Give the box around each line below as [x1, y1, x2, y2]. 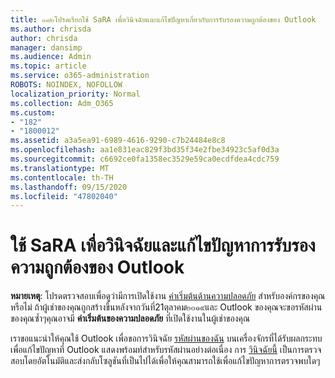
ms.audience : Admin [10, 52, 92, 62]
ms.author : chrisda [10, 24, 92, 34]
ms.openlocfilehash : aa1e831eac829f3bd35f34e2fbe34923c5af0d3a [10, 145, 280, 155]
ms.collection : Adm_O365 [10, 98, 114, 108]
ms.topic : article [10, 61, 87, 71]
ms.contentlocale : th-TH [10, 172, 114, 183]
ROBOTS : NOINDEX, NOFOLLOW [10, 80, 123, 90]
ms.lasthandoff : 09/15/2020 [10, 182, 128, 192]
